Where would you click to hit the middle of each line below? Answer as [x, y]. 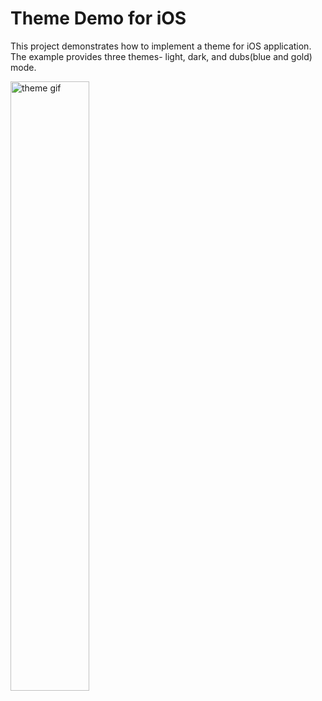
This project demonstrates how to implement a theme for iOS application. [161, 46]
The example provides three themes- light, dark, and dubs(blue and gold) [161, 56]
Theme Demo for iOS [98, 18]
